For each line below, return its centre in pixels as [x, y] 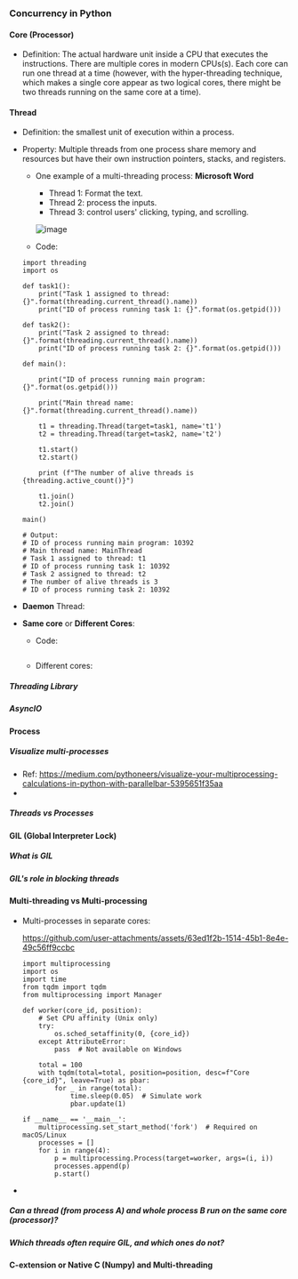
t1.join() [56, 496]
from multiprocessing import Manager [92, 994]
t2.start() [59, 458]
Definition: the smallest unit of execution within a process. [128, 133]
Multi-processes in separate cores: [86, 921]
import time [44, 979]
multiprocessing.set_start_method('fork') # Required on [148, 1127]
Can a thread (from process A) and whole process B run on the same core [148, 1211]
